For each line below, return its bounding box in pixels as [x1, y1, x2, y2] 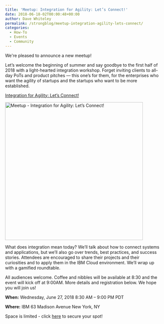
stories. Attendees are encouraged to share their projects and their [5, 254, 140, 260]
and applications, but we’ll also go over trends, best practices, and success [5, 249, 157, 255]
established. [5, 83, 30, 89]
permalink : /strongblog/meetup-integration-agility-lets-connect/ [5, 21, 143, 26]
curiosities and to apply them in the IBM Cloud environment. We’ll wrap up [5, 259, 155, 265]
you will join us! [5, 285, 36, 291]
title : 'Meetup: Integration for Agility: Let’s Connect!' [5, 7, 128, 12]
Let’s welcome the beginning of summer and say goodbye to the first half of [5, 62, 158, 68]
